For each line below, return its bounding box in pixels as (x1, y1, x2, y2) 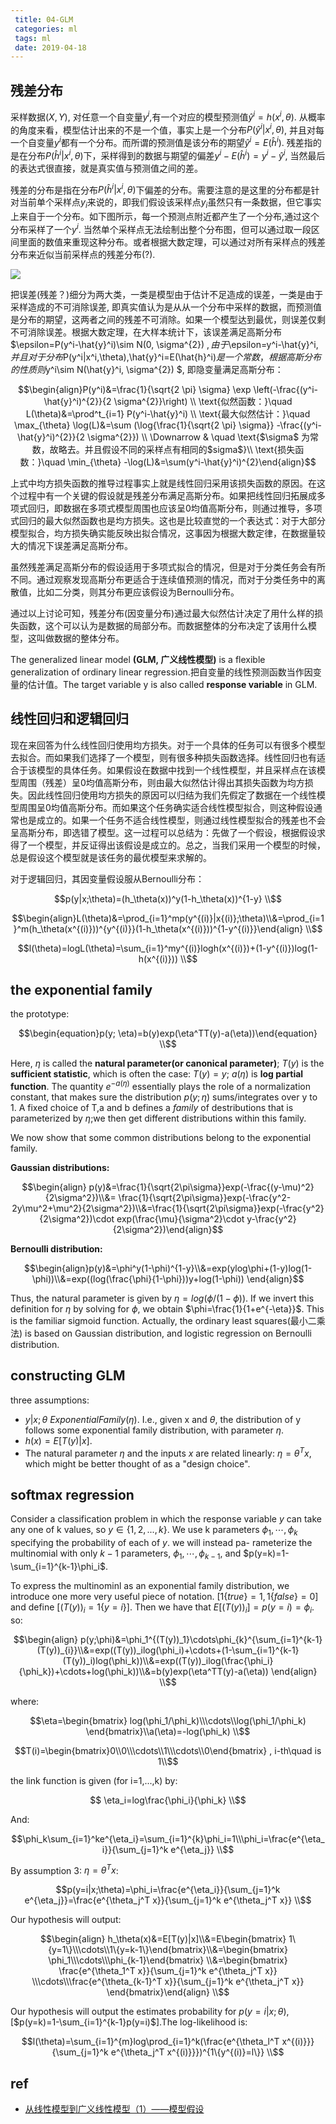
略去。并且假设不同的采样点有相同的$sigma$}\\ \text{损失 (58, 443, 296, 455)
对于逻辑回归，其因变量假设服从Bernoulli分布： (10, 872, 205, 885)
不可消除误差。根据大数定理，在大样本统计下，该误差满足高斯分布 (10, 326, 282, 338)
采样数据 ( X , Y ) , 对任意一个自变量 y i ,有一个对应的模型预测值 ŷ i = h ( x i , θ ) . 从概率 (10, 109, 326, 123)
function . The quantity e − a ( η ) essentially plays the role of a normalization (10, 1079, 311, 1093)
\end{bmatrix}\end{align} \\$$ (106, 1986, 230, 1998)
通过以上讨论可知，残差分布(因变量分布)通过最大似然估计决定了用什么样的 (10, 607, 315, 619)
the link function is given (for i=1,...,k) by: (10, 1774, 178, 1786)
